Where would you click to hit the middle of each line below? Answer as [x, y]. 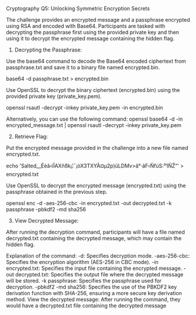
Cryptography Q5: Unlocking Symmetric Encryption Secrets [78, 8]
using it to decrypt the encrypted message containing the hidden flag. [90, 38]
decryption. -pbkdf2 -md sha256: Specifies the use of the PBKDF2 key [92, 287]
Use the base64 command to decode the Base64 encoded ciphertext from [96, 61]
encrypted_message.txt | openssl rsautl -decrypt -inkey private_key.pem [94, 125]
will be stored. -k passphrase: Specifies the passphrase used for [84, 281]
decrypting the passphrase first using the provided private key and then [93, 32]
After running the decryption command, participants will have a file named [96, 232]
